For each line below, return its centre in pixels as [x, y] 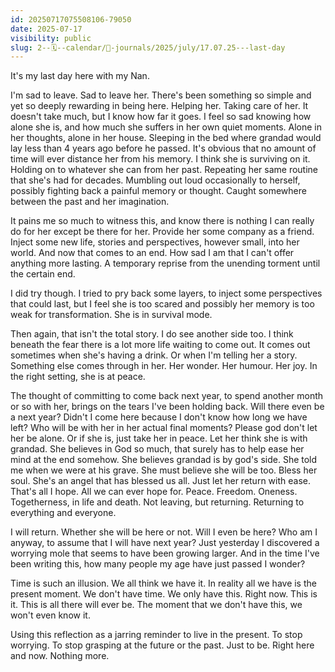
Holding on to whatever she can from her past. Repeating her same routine [164, 170]
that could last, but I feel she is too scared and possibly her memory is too [162, 304]
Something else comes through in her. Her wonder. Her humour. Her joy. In [164, 366]
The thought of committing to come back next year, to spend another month [167, 396]
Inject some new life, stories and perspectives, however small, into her [155, 242]
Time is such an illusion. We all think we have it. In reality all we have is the [163, 583]
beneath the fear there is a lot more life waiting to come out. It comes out [160, 345]
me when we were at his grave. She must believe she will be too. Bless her [164, 470]
